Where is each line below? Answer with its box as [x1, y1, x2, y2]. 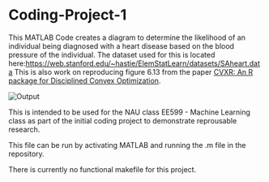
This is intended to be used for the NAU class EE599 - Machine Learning [8, 107, 251, 117]
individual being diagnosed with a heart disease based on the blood [8, 41, 235, 50]
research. [8, 124, 41, 134]
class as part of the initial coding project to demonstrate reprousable [8, 115, 237, 125]
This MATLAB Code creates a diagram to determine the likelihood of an [8, 32, 246, 42]
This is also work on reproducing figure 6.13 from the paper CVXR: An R [14, 67, 254, 76]
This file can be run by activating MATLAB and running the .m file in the [8, 140, 246, 149]
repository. [8, 149, 45, 158]
